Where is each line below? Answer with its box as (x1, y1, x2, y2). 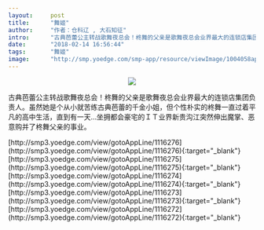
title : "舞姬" (8, 19, 70, 27)
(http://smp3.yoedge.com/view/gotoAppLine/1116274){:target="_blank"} (8, 179, 241, 188)
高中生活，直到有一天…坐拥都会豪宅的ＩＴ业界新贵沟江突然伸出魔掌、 (21, 111, 249, 122)
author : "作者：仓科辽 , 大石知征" (8, 26, 127, 34)
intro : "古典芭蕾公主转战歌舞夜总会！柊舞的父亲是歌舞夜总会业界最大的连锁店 (8, 33, 247, 42)
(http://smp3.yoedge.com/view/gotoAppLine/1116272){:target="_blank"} (8, 213, 241, 222)
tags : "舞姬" (8, 48, 70, 56)
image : (8, 56, 30, 64)
